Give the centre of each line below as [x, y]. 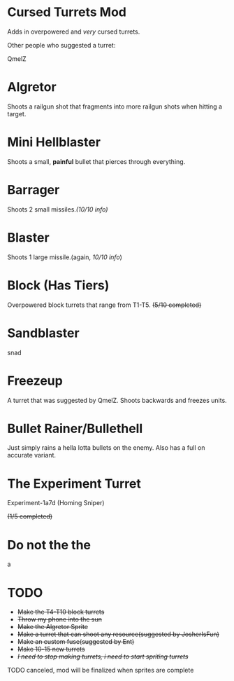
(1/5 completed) [30, 516]
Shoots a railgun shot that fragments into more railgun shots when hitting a [115, 106]
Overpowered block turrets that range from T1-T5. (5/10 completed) [104, 305]
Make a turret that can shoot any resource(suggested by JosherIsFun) [118, 634]
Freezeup [35, 381]
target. [17, 113]
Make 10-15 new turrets [51, 649]
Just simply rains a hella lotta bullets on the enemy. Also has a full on [106, 448]
